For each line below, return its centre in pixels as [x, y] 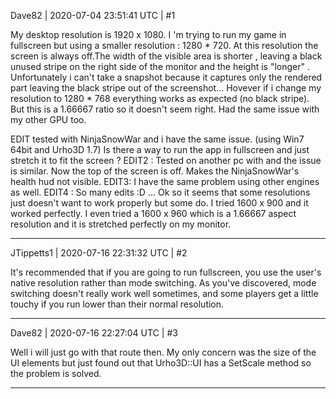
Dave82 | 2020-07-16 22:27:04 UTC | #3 [94, 333]
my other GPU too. [48, 119]
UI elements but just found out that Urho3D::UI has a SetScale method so [161, 363]
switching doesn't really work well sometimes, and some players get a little [164, 293]
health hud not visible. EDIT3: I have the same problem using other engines [165, 181]
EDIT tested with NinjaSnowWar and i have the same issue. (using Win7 [157, 139]
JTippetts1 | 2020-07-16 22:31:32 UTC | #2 [99, 253]
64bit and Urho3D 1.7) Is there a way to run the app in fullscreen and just [160, 149]
